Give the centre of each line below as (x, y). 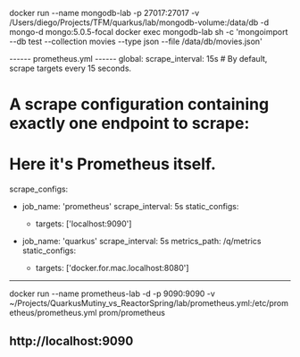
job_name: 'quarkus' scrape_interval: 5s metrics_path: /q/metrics (142, 242)
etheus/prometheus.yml (53, 313)
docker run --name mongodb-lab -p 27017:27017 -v (104, 13)
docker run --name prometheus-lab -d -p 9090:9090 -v (112, 293)
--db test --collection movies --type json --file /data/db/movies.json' (136, 41)
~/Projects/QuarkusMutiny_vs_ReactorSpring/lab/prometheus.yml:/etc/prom (149, 303)
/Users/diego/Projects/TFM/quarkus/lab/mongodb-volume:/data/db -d (139, 22)
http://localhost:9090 (71, 340)
